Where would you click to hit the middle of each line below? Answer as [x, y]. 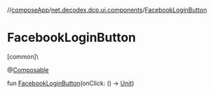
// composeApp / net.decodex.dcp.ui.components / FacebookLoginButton [107, 10]
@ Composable [28, 70]
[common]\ [23, 56]
